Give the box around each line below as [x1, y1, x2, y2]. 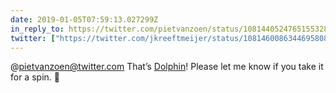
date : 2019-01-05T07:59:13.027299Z [10, 14, 159, 25]
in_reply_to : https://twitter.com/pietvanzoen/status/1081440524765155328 [10, 24, 329, 34]
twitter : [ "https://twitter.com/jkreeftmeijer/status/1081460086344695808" [10, 33, 333, 43]
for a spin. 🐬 [10, 71, 60, 83]
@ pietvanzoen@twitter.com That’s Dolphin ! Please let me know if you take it [10, 61, 324, 73]
